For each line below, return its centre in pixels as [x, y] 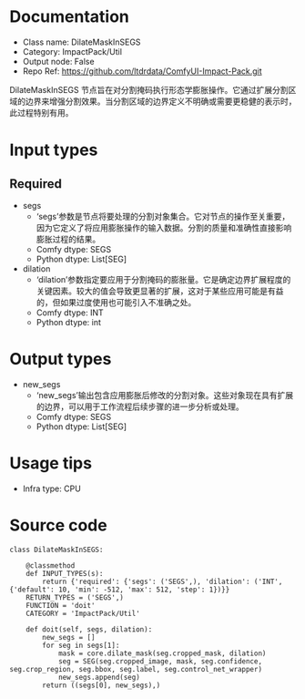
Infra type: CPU [52, 488]
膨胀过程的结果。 [68, 239]
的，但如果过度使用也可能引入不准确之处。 [116, 302]
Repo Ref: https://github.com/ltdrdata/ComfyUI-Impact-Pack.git [142, 71]
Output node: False [58, 61]
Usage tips [51, 463]
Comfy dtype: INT [70, 313]
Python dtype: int [69, 322]
